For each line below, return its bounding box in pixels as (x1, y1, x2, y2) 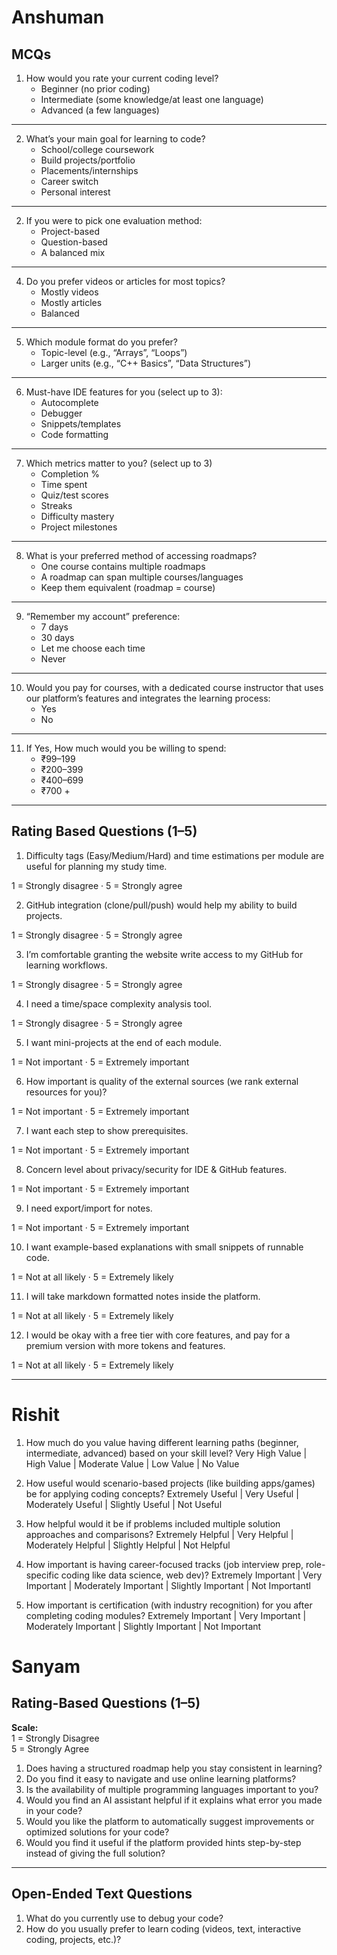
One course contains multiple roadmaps (40, 561, 206, 572)
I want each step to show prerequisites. (25, 1124, 189, 1136)
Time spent (40, 479, 88, 490)
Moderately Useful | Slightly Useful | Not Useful (25, 1498, 223, 1510)
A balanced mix (40, 247, 106, 258)
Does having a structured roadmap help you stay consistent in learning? (25, 1762, 323, 1774)
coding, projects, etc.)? (25, 1933, 122, 1945)
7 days (40, 621, 69, 633)
